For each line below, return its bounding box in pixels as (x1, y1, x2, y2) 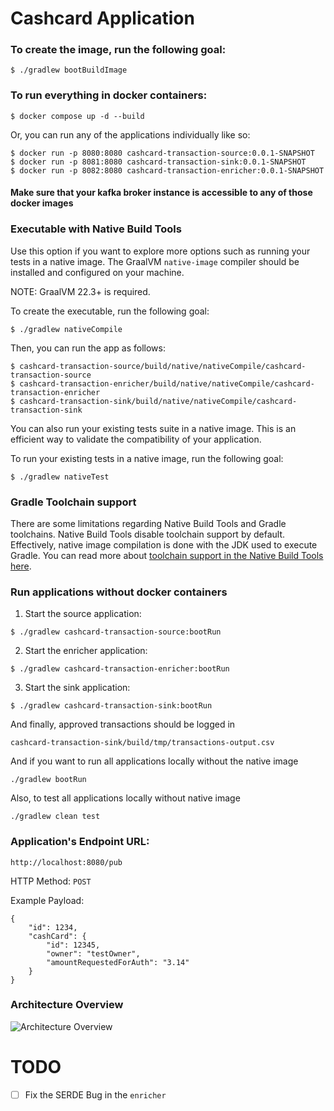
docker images (10, 197, 74, 209)
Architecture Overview (10, 998, 124, 1012)
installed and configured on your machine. (10, 266, 185, 278)
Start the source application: (24, 608, 142, 620)
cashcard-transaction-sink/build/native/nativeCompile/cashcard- (19, 396, 298, 406)
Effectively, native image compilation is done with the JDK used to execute (10, 538, 318, 551)
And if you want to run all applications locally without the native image (10, 755, 299, 767)
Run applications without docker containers (10, 585, 228, 599)
